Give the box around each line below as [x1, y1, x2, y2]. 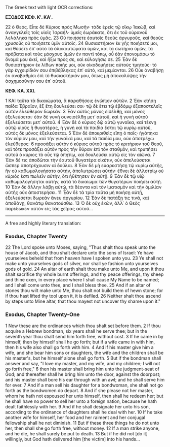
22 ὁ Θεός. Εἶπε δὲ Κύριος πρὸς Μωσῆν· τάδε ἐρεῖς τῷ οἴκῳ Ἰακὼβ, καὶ [5, 24, 156, 30]
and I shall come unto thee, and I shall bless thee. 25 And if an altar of [5, 282, 151, 289]
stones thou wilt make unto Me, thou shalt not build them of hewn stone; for [5, 288, 163, 294]
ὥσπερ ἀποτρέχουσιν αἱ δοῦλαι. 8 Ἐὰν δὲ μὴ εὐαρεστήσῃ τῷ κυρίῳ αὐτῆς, [5, 163, 163, 168]
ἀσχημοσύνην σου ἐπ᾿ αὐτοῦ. [5, 78, 67, 84]
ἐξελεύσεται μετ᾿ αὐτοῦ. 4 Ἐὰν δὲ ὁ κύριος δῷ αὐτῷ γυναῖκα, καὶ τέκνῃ [5, 119, 157, 125]
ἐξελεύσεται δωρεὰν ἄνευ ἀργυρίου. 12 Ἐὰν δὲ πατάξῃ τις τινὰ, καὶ [5, 195, 149, 201]
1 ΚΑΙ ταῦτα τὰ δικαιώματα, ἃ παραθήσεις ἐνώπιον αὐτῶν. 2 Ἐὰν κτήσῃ [5, 98, 156, 104]
